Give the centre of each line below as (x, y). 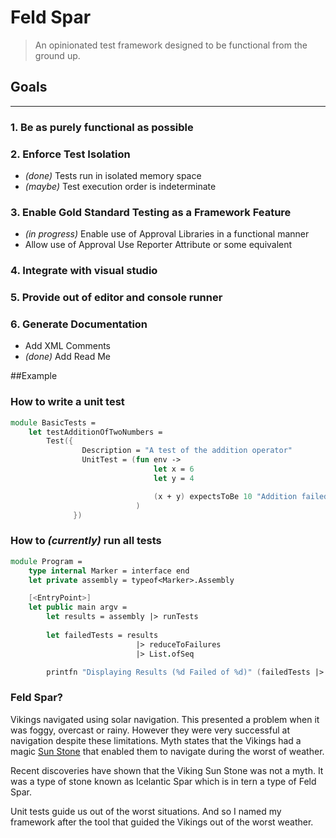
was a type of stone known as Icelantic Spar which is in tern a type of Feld (163, 781)
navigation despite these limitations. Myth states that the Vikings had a (156, 740)
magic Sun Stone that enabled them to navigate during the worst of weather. (167, 751)
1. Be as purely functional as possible (102, 127)
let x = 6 (174, 469)
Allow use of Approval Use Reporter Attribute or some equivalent (158, 245)
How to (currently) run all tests (86, 541)
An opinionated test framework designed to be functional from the (171, 45)
